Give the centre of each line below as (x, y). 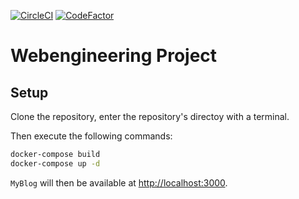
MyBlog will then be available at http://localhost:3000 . (119, 182)
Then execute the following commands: (91, 136)
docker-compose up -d (55, 163)
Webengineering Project (114, 56)
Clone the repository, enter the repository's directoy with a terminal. (150, 116)
